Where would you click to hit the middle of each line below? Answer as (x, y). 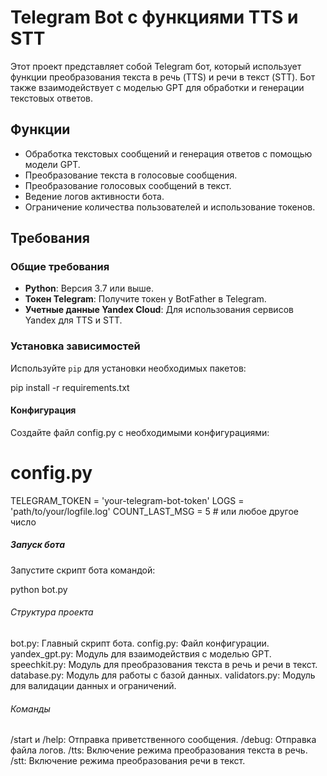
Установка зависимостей (75, 346)
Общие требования (60, 267)
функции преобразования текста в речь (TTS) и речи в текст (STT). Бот (163, 77)
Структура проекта (52, 612)
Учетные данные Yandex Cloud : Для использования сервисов (159, 310)
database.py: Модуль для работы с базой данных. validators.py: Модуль (163, 675)
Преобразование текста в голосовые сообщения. (131, 175)
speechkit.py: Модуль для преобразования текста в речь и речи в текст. (164, 665)
